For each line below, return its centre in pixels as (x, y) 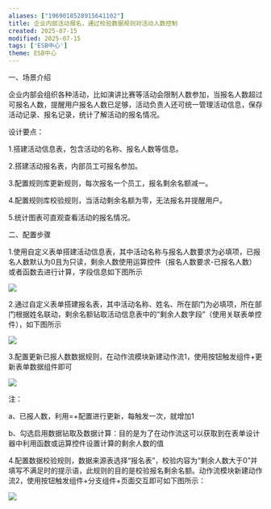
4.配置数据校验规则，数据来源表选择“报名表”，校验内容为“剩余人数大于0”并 (133, 460)
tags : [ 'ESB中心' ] (38, 46)
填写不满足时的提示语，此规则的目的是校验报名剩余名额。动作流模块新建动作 (135, 470)
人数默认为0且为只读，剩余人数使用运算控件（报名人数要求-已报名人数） (135, 262)
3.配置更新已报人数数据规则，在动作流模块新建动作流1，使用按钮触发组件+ (132, 357)
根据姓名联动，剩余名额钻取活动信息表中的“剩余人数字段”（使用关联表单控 (138, 314)
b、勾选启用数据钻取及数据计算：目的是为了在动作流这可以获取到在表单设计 (134, 433)
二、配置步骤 (29, 234)
